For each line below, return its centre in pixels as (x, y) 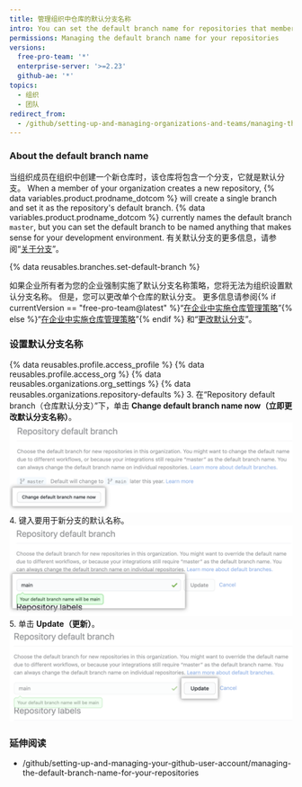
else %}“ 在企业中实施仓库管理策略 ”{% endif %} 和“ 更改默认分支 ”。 (133, 318)
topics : (24, 85)
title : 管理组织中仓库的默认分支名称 (71, 19)
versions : (28, 48)
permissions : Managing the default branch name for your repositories (144, 38)
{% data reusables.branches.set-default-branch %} (105, 266)
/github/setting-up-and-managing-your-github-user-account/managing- (157, 764)
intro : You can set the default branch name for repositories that (138, 28)
